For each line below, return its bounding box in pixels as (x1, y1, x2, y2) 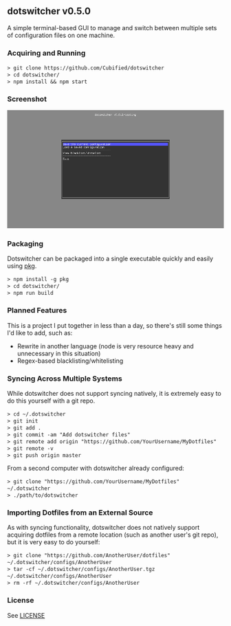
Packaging (7, 239, 43, 249)
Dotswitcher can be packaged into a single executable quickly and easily (7, 254, 214, 263)
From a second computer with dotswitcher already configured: (7, 464, 184, 473)
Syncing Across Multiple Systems (7, 374, 122, 383)
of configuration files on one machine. (7, 31, 115, 39)
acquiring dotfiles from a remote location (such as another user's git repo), (7, 530, 219, 539)
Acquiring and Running (7, 48, 86, 58)
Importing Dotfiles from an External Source (7, 508, 153, 517)
